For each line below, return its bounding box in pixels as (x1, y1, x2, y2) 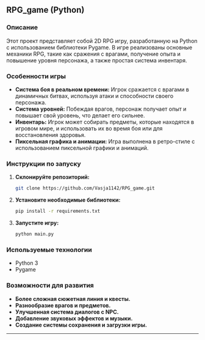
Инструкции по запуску (6, 159, 81, 168)
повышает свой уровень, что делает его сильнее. (15, 111, 145, 119)
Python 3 (15, 259, 38, 267)
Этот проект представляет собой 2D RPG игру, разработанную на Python (6, 37, 198, 45)
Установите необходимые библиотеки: (15, 196, 121, 204)
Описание (6, 23, 38, 32)
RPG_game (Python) (6, 5, 85, 15)
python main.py (15, 231, 54, 237)
